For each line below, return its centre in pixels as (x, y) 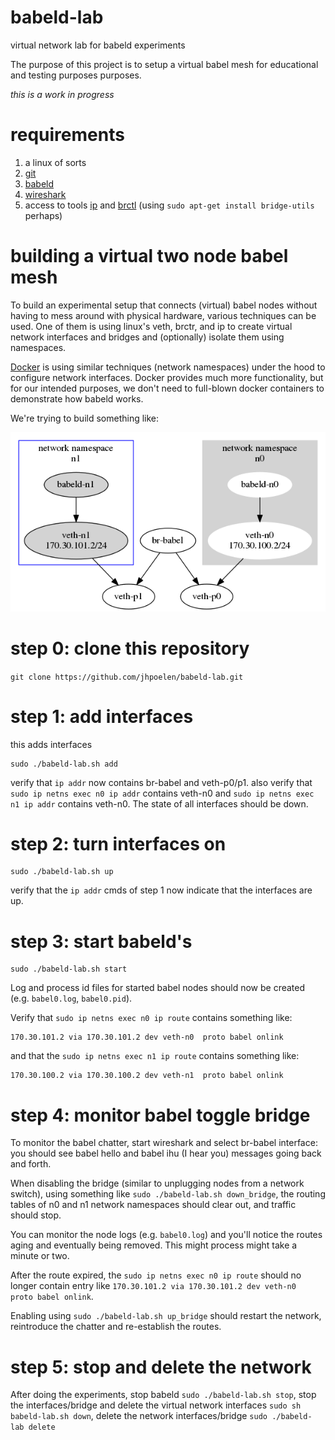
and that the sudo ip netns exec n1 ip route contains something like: (155, 1056)
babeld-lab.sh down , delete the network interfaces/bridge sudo (139, 1416)
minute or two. (40, 1256)
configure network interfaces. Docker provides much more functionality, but (167, 377)
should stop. (36, 1215)
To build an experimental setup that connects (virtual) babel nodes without (164, 305)
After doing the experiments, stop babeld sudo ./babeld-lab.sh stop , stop (163, 1395)
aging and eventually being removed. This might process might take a (154, 1245)
